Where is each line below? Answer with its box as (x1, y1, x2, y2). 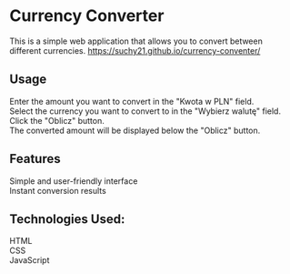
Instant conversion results (9, 185, 106, 196)
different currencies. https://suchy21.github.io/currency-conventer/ (9, 45, 261, 56)
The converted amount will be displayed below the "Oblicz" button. (9, 125, 261, 136)
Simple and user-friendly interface (9, 175, 138, 187)
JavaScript (9, 255, 50, 266)
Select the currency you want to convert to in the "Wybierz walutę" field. (9, 106, 282, 117)
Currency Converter (9, 5, 165, 26)
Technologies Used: (9, 211, 125, 227)
